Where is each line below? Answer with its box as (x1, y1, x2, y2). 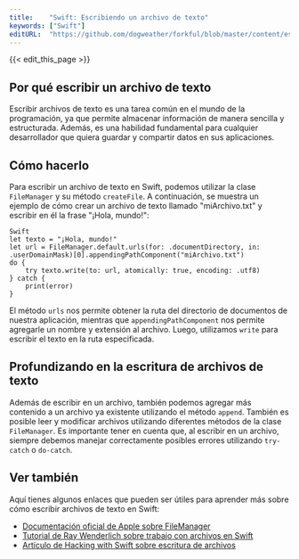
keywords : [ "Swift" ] (9, 21, 86, 30)
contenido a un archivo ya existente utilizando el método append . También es (9, 407, 289, 417)
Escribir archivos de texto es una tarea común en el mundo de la (9, 103, 246, 114)
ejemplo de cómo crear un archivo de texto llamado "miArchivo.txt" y (9, 201, 263, 210)
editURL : (9, 29, 42, 38)
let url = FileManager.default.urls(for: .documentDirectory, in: (9, 243, 261, 251)
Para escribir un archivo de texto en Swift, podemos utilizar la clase (9, 182, 256, 192)
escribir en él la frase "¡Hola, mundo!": (9, 210, 149, 220)
